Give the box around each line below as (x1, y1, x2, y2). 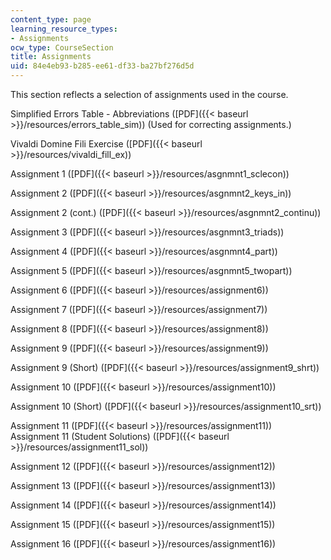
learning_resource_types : (10, 24, 118, 34)
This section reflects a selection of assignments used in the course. (10, 89, 289, 100)
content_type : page (10, 14, 92, 25)
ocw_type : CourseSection (10, 42, 114, 53)
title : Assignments (10, 52, 92, 62)
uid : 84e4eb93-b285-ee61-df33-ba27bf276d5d (10, 61, 195, 71)
